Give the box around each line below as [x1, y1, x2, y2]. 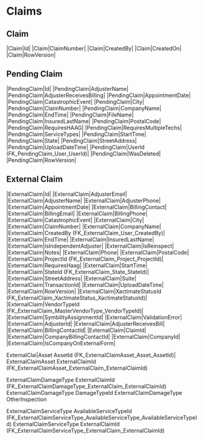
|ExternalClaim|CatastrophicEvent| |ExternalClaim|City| [6, 216, 144, 223]
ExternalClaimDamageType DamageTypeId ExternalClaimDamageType [6, 389, 183, 396]
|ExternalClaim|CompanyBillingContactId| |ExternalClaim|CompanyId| [6, 333, 181, 340]
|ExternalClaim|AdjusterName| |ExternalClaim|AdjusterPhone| [6, 197, 161, 204]
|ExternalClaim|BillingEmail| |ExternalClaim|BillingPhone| [6, 209, 148, 217]
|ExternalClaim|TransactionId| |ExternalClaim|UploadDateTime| [6, 281, 164, 288]
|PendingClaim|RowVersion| [6, 156, 77, 164]
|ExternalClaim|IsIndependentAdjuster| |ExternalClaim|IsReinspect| [6, 242, 175, 250]
